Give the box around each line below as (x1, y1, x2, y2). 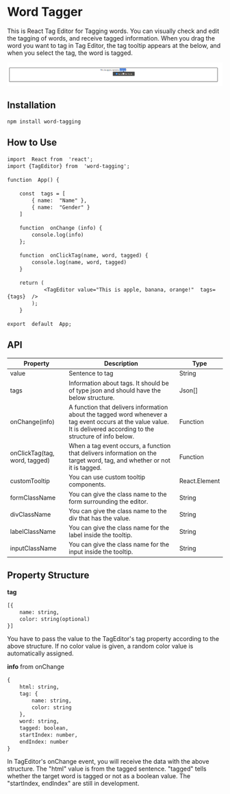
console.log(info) (31, 231, 84, 238)
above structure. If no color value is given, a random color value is (7, 642, 194, 650)
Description (103, 360, 138, 368)
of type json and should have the (68, 386, 161, 395)
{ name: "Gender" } (31, 204, 90, 211)
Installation (7, 99, 56, 110)
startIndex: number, (19, 732, 78, 738)
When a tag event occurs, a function (68, 442, 171, 450)
